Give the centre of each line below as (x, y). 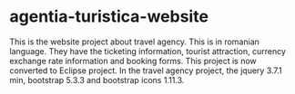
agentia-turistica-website (109, 17)
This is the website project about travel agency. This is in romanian (134, 42)
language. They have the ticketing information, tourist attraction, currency (148, 51)
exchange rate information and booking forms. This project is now (133, 61)
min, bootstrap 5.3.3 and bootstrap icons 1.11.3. (97, 80)
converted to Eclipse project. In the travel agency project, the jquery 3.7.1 (146, 70)
